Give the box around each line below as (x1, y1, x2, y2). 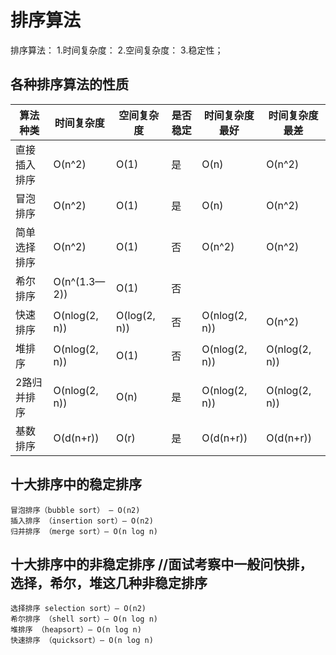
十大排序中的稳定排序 (10, 476, 142, 493)
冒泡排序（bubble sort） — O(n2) (10, 505, 141, 515)
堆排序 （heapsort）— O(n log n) (10, 625, 142, 635)
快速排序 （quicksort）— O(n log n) (10, 636, 154, 646)
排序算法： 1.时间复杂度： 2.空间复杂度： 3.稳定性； (10, 44, 224, 56)
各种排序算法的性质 (10, 76, 129, 93)
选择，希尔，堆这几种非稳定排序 (10, 574, 208, 591)
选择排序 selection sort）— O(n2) (10, 604, 147, 614)
